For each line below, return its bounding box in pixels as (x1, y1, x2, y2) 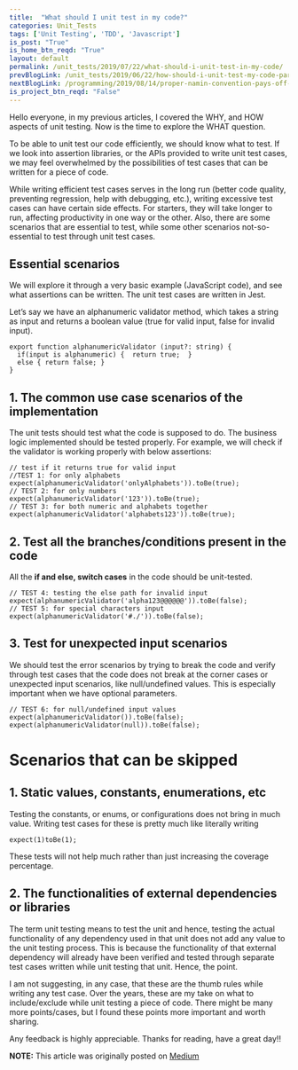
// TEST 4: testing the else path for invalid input (9, 588, 208, 597)
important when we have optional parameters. (9, 688, 177, 698)
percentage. (9, 860, 54, 870)
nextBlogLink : (9, 79, 62, 88)
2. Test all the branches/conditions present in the (9, 534, 286, 549)
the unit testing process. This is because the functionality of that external (9, 942, 277, 953)
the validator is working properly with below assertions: (9, 446, 212, 457)
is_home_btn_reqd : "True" (9, 46, 105, 55)
